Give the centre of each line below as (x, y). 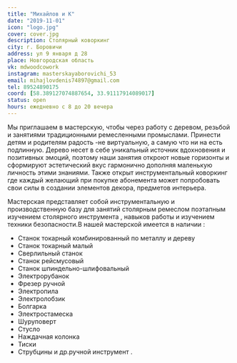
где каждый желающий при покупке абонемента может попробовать (114, 180)
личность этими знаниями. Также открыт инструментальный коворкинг (117, 173)
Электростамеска (45, 314)
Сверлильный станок (50, 253)
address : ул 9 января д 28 (47, 54)
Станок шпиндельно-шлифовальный (74, 268)
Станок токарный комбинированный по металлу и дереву (106, 238)
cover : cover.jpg (33, 34)
